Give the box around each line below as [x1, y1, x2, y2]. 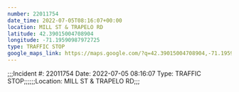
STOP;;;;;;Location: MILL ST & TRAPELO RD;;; [7, 76, 140, 85]
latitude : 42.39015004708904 [7, 30, 94, 38]
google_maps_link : [7, 50, 62, 57]
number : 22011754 [7, 10, 59, 18]
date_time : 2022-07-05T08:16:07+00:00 [7, 17, 122, 24]
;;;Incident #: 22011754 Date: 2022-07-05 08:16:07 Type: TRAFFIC [7, 69, 201, 78]
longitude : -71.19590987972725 [7, 37, 100, 44]
